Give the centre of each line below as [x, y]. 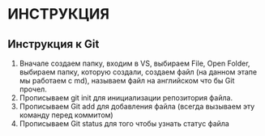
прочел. [33, 89]
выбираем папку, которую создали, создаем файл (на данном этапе [138, 72]
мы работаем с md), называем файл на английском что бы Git [127, 81]
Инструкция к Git [53, 44]
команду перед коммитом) [66, 115]
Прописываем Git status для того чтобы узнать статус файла [124, 123]
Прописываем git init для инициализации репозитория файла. [126, 98]
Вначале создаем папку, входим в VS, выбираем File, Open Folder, [135, 63]
